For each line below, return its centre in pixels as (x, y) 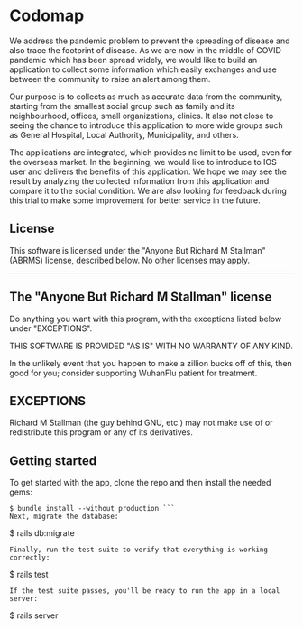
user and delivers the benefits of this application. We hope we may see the (148, 171)
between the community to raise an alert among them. (110, 79)
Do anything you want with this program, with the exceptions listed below (146, 319)
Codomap (47, 16)
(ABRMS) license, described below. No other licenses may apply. (130, 260)
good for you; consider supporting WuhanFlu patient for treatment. (133, 373)
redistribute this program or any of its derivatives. (101, 432)
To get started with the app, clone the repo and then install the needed (140, 483)
